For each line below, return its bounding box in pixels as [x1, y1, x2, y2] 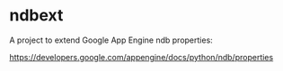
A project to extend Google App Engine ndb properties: [9, 35, 213, 45]
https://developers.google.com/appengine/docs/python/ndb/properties [9, 51, 274, 62]
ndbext [9, 5, 64, 26]
